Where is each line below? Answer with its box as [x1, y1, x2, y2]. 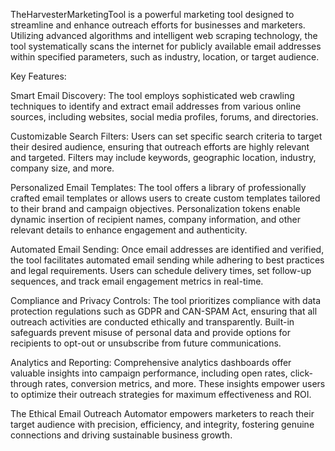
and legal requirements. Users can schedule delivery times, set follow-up [10, 265, 312, 276]
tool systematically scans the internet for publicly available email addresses [10, 40, 322, 52]
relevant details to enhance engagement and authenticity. [10, 224, 248, 236]
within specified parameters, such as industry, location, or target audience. [10, 51, 320, 63]
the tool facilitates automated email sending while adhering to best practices [10, 254, 325, 266]
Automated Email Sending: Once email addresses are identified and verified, [10, 244, 325, 255]
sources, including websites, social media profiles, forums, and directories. [10, 111, 319, 123]
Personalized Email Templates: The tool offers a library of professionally [10, 182, 307, 193]
